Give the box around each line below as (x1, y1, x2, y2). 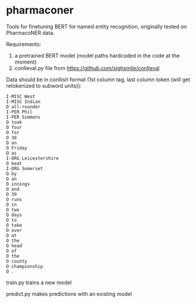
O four (6, 124, 22, 130)
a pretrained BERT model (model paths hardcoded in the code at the (14, 52, 180, 59)
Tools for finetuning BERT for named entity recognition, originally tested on (6, 23, 187, 30)
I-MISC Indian (6, 98, 41, 105)
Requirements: (6, 41, 41, 48)
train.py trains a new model (6, 279, 72, 286)
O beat (6, 160, 22, 167)
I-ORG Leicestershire (6, 155, 59, 161)
